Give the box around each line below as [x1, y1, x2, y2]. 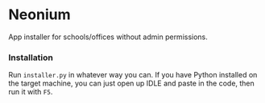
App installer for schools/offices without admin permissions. [8, 32, 208, 42]
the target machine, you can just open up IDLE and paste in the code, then [8, 78, 255, 89]
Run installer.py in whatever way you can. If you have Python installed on [8, 70, 258, 80]
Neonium [8, 6, 71, 24]
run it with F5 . [8, 87, 53, 97]
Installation [8, 52, 54, 63]
